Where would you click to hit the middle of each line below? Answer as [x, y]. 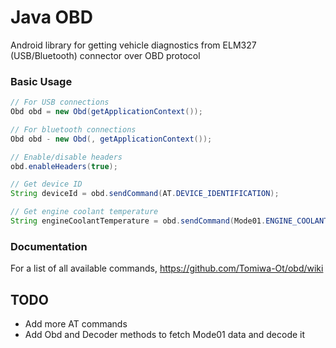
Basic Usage [41, 81]
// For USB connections [60, 102]
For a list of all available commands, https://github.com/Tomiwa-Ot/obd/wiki [167, 268]
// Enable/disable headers [66, 157]
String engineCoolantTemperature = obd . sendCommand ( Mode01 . [138, 221]
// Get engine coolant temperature [84, 212]
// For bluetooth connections [73, 129]
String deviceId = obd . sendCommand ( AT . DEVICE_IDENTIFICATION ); [145, 194]
